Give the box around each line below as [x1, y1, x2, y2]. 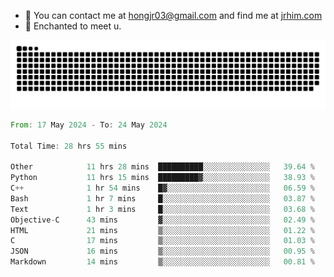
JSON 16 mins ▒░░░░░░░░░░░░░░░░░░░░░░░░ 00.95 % [10, 246, 315, 257]
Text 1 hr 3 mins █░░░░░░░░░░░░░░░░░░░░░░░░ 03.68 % [10, 204, 315, 214]
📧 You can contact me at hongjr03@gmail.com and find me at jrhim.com [24, 10, 323, 21]
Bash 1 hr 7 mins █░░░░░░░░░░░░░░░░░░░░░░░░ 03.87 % [10, 193, 315, 204]
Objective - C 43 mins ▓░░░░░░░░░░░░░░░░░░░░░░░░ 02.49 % [10, 215, 315, 225]
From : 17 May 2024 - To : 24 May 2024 [10, 120, 168, 130]
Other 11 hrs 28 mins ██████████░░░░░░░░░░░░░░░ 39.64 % [10, 162, 315, 172]
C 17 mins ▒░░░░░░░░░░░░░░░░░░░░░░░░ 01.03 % [10, 236, 315, 246]
